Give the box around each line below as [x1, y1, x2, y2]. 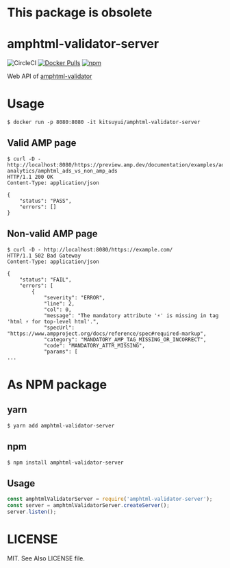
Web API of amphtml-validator [7, 72, 92, 80]
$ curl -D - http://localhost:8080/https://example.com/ [7, 246, 173, 253]
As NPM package [7, 377, 107, 392]
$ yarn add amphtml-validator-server [7, 422, 115, 429]
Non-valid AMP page [7, 228, 98, 240]
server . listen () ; [7, 508, 57, 515]
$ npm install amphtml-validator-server [7, 459, 125, 466]
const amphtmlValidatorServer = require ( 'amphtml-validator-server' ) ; [7, 495, 213, 503]
